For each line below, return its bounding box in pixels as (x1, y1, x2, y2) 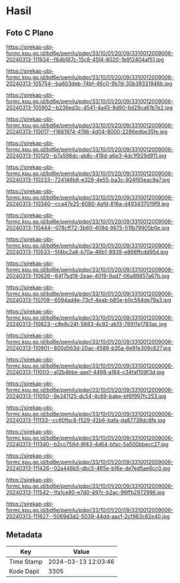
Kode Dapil (9, 567, 40, 575)
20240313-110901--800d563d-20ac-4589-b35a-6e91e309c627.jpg (6, 344, 171, 352)
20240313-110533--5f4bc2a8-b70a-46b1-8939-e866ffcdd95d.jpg (6, 249, 168, 255)
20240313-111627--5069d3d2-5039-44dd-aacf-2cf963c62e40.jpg (6, 513, 170, 520)
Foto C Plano (6, 28, 54, 38)
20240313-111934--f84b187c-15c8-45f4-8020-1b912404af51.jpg (6, 56, 164, 63)
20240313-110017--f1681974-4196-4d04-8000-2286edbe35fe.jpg (6, 128, 168, 135)
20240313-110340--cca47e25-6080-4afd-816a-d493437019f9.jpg (6, 200, 169, 207)
